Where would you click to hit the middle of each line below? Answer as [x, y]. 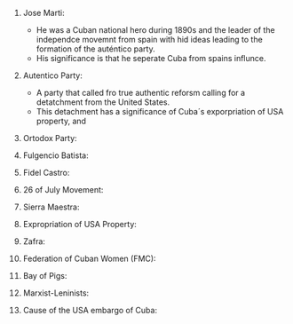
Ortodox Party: [50, 138]
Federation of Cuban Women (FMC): [89, 258]
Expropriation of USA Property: [79, 224]
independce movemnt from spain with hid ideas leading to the [149, 40]
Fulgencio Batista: [55, 155]
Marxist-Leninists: [56, 293]
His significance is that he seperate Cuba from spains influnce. [151, 58]
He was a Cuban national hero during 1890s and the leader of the [155, 30]
